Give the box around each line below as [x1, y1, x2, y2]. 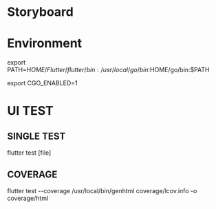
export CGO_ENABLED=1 [7, 79, 78, 87]
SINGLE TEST [7, 130, 66, 142]
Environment [7, 36, 83, 52]
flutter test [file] [7, 148, 52, 157]
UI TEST [7, 103, 54, 119]
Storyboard [7, 4, 74, 20]
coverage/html [7, 194, 49, 202]
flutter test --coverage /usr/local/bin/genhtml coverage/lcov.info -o [7, 186, 197, 195]
